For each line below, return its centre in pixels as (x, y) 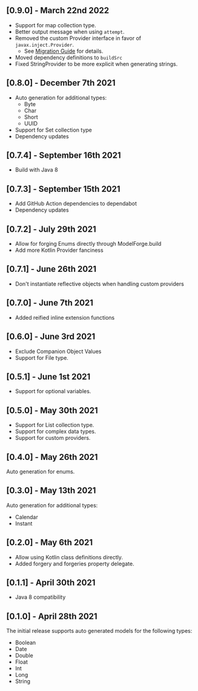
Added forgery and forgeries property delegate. (74, 564)
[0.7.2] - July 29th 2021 (51, 229)
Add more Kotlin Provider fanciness (59, 250)
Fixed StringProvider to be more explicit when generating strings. (96, 64)
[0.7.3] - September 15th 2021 (63, 189)
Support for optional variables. (53, 391)
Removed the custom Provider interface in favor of (78, 38)
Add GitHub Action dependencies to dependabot (76, 204)
